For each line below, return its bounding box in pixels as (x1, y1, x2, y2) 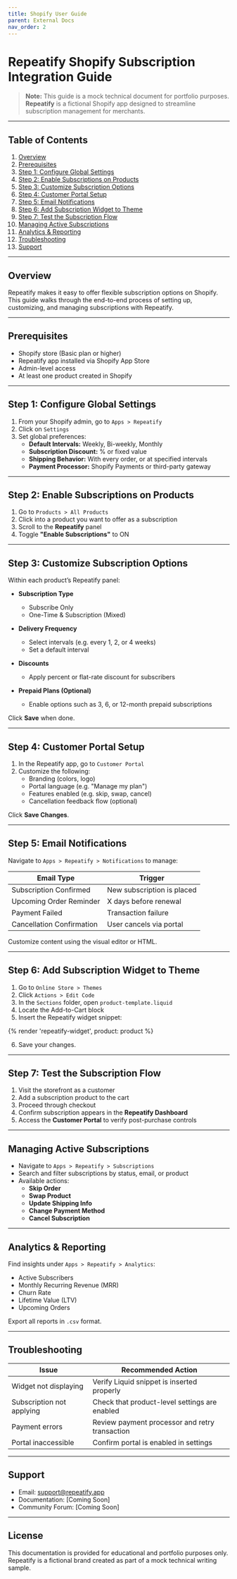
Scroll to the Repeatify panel (18, 523, 102, 531)
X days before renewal (107, 896, 181, 906)
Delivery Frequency (18, 624, 77, 633)
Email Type (37, 873, 75, 883)
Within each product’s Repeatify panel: (8, 576, 120, 585)
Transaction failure (107, 908, 169, 917)
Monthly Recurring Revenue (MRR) (18, 1281, 119, 1289)
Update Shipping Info (28, 1199, 92, 1208)
